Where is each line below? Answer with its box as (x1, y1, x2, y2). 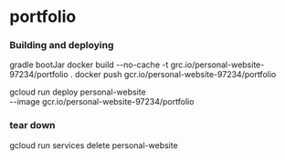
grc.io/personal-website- (170, 59, 265, 70)
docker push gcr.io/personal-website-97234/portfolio (74, 69, 277, 80)
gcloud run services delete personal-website (9, 139, 178, 151)
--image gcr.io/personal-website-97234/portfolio (9, 96, 195, 107)
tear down (9, 119, 56, 132)
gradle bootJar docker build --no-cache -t (9, 59, 169, 70)
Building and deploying (9, 39, 114, 52)
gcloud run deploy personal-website (9, 86, 146, 97)
